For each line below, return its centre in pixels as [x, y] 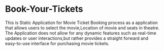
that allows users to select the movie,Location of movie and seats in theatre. [82, 27]
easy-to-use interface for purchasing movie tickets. [57, 43]
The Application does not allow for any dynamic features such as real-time [81, 33]
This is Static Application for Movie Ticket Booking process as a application [82, 23]
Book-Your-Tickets [44, 9]
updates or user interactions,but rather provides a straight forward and [77, 38]
